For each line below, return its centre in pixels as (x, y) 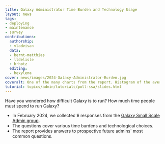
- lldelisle (22, 60)
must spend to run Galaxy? (32, 106)
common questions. (32, 136)
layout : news (18, 14)
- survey (14, 32)
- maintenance (20, 28)
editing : (18, 69)
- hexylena (21, 73)
